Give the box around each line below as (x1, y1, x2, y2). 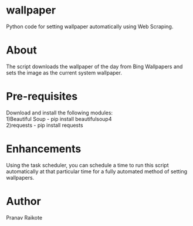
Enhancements (6, 142, 82, 156)
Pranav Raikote (6, 214, 43, 221)
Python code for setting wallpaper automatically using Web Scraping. (6, 23, 174, 30)
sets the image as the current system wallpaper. (6, 69, 122, 76)
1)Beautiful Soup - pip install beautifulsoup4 (6, 115, 112, 122)
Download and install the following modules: (6, 109, 113, 116)
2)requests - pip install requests (6, 122, 83, 129)
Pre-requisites (6, 90, 78, 103)
